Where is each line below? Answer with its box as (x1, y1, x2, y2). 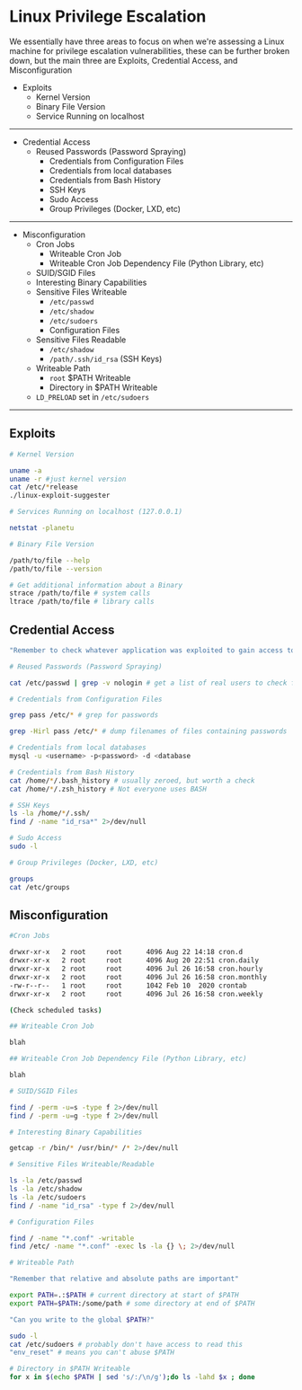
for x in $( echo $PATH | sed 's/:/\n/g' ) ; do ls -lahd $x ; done (9, 1373, 255, 1382)
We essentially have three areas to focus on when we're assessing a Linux (9, 36, 285, 47)
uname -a (9, 465, 42, 475)
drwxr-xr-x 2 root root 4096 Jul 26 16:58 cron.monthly (9, 972, 268, 981)
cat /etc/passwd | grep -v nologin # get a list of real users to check (9, 678, 288, 687)
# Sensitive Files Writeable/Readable (9, 1160, 155, 1169)
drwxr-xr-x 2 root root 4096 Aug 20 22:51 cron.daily (9, 956, 259, 965)
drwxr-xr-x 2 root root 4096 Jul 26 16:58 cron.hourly (9, 964, 263, 973)
